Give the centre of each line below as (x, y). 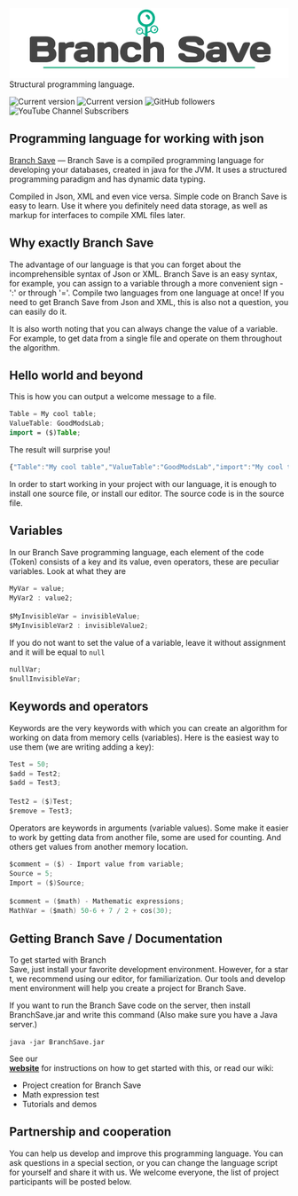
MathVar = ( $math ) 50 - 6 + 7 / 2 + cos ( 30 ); (91, 911)
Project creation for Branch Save (82, 1085)
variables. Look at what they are (68, 570)
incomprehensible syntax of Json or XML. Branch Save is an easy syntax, (143, 273)
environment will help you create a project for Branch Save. (138, 988)
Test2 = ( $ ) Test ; (41, 802)
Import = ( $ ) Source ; (47, 883)
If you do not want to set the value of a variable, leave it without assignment (148, 643)
